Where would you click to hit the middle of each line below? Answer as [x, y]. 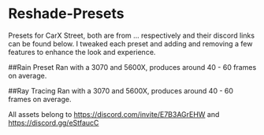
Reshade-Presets [66, 14]
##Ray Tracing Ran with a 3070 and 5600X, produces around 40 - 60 [121, 90]
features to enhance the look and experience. [82, 52]
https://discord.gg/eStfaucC [54, 122]
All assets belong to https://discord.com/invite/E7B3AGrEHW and [114, 114]
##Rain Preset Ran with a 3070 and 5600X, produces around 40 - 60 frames [132, 67]
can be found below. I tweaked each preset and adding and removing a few [130, 43]
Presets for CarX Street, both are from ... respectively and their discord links [131, 35]
